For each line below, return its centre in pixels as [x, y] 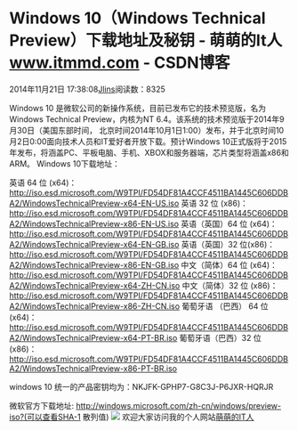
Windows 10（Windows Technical [137, 18]
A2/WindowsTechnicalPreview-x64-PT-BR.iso [93, 337]
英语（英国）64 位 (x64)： [229, 223]
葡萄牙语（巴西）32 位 [220, 337]
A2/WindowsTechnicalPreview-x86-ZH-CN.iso [95, 306]
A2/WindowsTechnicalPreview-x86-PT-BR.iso [93, 368]
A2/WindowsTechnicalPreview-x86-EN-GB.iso [94, 264]
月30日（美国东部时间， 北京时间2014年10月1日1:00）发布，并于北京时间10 [147, 130]
